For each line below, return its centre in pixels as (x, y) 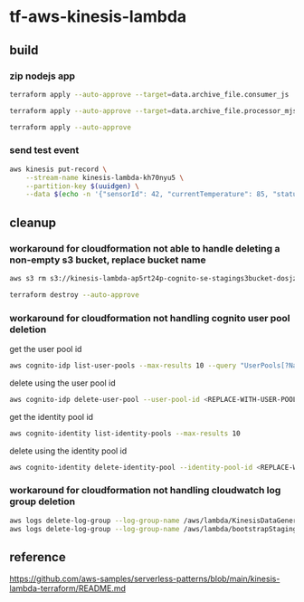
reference (38, 557)
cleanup (33, 222)
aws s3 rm (28, 278)
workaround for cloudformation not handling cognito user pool (150, 318)
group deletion (42, 502)
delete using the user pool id (62, 383)
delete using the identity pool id (68, 451)
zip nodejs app (42, 76)
